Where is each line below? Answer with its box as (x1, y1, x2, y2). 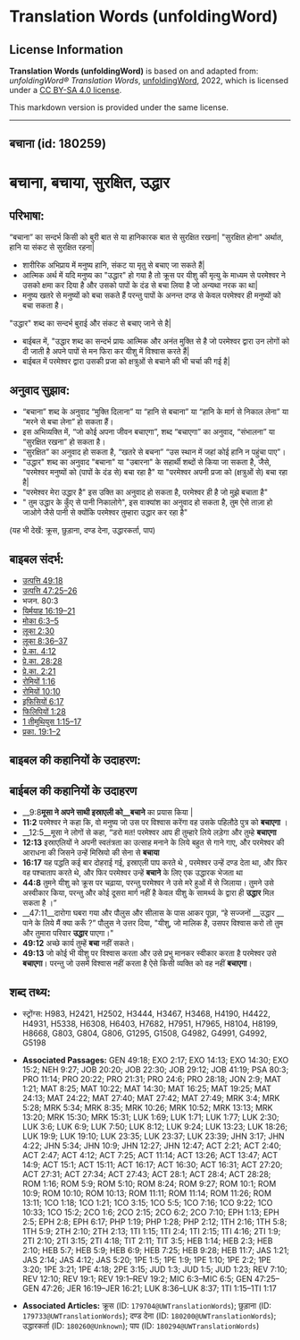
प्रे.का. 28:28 (21, 656, 62, 667)
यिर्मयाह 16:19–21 (21, 606, 76, 617)
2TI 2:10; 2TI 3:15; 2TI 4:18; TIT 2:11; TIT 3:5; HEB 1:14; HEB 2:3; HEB (21, 1235, 273, 1246)
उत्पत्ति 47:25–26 (21, 585, 78, 596)
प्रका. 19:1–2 (21, 727, 61, 738)
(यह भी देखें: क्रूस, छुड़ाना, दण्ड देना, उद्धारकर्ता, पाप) (9, 525, 156, 536)
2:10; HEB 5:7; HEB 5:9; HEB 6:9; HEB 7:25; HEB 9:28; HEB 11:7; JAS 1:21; (21, 1245, 290, 1256)
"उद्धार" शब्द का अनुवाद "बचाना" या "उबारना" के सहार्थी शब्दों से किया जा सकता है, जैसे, (21, 457, 272, 467)
